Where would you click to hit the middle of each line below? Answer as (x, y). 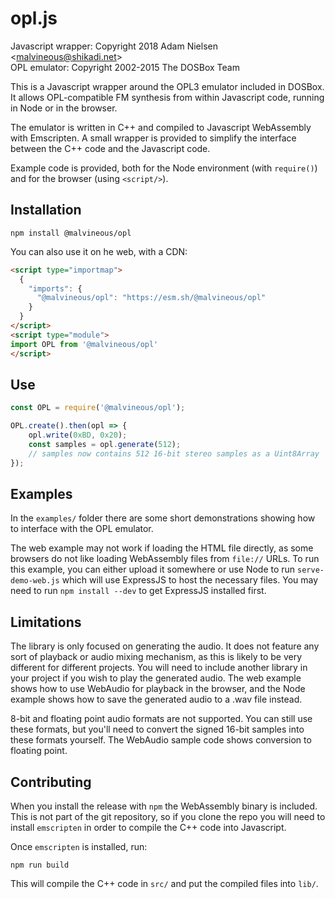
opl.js (34, 18)
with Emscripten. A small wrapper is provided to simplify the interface (153, 138)
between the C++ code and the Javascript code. (110, 148)
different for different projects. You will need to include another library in (159, 668)
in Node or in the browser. (64, 108)
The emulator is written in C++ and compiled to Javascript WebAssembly (161, 127)
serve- (311, 570)
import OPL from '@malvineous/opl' (84, 344)
